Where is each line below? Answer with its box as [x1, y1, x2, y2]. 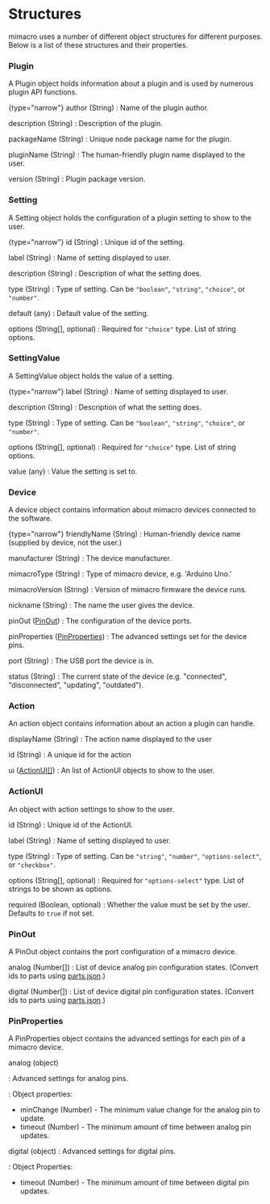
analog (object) [8, 1058, 59, 1067]
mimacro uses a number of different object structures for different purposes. [8, 32, 264, 41]
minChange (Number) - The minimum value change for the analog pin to [19, 1105, 260, 1115]
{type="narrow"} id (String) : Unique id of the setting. [8, 237, 185, 246]
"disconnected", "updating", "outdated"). [8, 680, 143, 690]
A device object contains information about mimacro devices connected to [8, 505, 256, 515]
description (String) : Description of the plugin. [8, 119, 163, 128]
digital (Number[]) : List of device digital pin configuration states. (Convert [8, 987, 254, 996]
